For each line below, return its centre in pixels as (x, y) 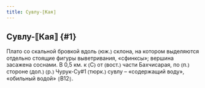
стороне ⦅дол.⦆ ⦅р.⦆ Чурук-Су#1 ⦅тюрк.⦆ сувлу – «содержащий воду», (95, 71)
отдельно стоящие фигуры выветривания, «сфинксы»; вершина (90, 58)
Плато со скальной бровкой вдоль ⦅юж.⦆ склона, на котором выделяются (103, 51)
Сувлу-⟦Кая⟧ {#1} (41, 37)
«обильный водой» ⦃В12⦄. (40, 79)
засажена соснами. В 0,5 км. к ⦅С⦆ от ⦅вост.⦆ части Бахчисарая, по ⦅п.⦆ (98, 65)
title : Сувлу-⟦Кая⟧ (31, 12)
